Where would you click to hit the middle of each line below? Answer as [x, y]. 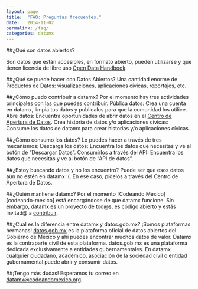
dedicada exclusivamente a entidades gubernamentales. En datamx [89, 249]
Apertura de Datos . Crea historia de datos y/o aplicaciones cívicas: [87, 122]
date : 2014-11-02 [30, 22]
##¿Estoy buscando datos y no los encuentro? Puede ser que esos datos [95, 170]
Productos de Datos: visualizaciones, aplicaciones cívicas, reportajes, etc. [96, 86]
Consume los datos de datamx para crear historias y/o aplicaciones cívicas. [98, 129]
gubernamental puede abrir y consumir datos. [62, 262]
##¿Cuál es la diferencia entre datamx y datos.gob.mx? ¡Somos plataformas [98, 224]
